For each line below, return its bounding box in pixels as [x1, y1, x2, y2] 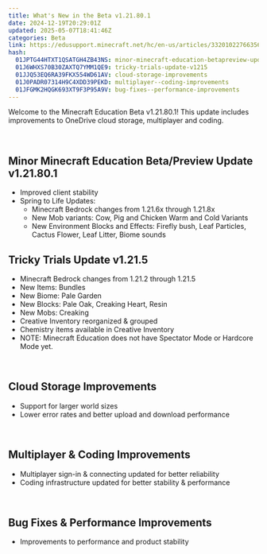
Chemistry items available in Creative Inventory [19, 325, 175, 334]
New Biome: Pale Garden [19, 291, 102, 300]
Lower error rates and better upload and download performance [19, 409, 230, 419]
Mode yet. [19, 342, 53, 351]
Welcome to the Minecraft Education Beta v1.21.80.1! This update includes [8, 107, 250, 117]
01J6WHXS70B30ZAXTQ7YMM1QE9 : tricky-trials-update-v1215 [15, 64, 208, 72]
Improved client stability [19, 188, 99, 197]
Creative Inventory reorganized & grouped [19, 316, 158, 326]
